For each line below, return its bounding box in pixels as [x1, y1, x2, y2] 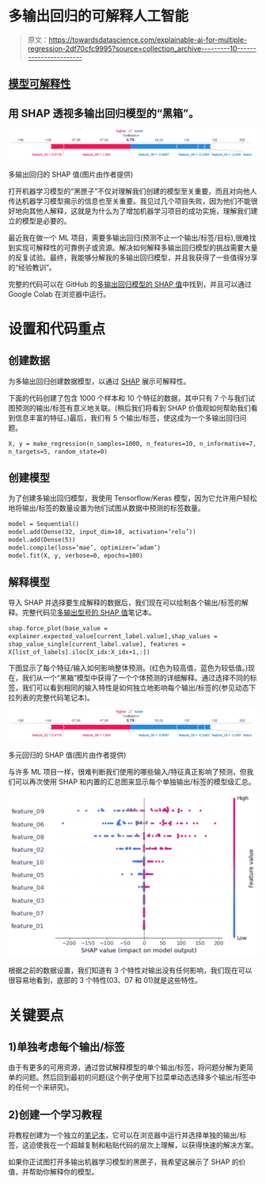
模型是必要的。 [21, 215, 71, 226]
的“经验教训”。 [8, 262, 57, 272]
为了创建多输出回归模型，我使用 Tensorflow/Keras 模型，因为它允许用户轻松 [8, 493, 257, 503]
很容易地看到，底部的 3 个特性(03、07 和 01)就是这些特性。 [8, 976, 203, 985]
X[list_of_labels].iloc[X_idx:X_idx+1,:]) [8, 649, 150, 657]
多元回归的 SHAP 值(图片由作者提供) [8, 750, 127, 760]
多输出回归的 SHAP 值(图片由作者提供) [8, 169, 134, 179]
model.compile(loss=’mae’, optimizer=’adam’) [8, 544, 161, 552]
